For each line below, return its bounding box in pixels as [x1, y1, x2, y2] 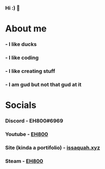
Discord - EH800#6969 [5, 117, 63, 124]
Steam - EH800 [5, 157, 43, 164]
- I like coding [5, 54, 39, 61]
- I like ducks [5, 41, 37, 48]
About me [5, 23, 47, 34]
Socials [5, 99, 36, 110]
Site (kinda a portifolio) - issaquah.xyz [5, 144, 100, 151]
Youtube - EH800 [5, 130, 48, 137]
